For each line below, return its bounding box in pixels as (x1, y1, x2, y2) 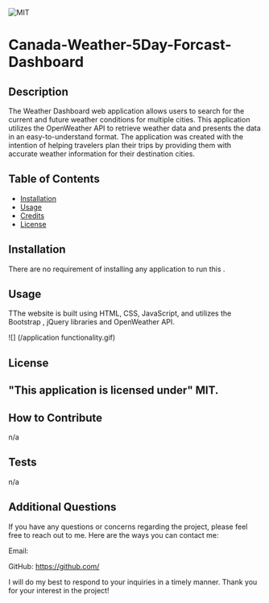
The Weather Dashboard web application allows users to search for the (8, 106, 245, 116)
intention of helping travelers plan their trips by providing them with (8, 141, 232, 150)
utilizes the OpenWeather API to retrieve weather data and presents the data (8, 123, 262, 133)
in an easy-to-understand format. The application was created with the (8, 132, 244, 141)
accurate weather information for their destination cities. (8, 149, 196, 159)
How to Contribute (8, 411, 103, 424)
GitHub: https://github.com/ (8, 561, 100, 571)
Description (8, 85, 68, 98)
